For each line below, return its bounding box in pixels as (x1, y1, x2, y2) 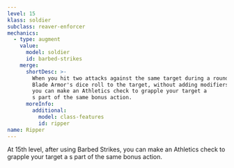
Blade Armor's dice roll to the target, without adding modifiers (32, 81, 229, 88)
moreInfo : (25, 101, 54, 108)
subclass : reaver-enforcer (7, 23, 86, 30)
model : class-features (38, 113, 104, 120)
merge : (19, 62, 39, 69)
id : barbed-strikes (25, 56, 82, 62)
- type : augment (13, 36, 61, 43)
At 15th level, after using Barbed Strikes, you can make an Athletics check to (7, 145, 226, 153)
